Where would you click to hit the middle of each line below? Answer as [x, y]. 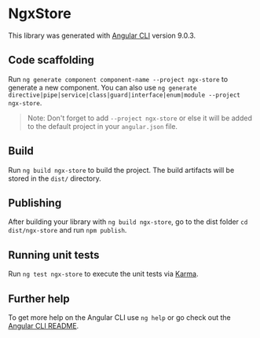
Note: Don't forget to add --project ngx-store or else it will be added [140, 118]
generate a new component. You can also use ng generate [103, 87]
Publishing [35, 202]
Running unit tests [54, 255]
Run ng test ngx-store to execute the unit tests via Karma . [103, 274]
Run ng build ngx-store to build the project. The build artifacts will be [121, 170]
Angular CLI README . [44, 326]
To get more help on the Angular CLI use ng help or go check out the [119, 318]
